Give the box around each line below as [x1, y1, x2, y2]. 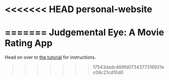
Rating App [5, 37, 53, 49]
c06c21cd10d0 [93, 69, 123, 75]
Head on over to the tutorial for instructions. [5, 54, 96, 60]
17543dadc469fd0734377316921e [93, 64, 164, 70]
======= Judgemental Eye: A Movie [5, 27, 164, 38]
